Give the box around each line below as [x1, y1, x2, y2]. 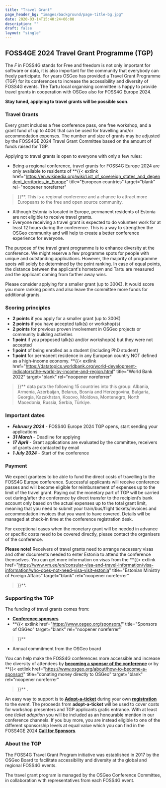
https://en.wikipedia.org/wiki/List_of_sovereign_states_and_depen [25, 173, 161, 180]
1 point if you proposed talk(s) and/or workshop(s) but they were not [12, 337, 153, 343]
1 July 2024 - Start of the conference [12, 450, 89, 456]
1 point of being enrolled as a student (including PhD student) [12, 348, 139, 354]
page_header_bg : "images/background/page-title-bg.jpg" [5, 12, 123, 17]
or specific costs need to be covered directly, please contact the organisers [5, 531, 160, 537]
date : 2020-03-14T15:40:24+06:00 [5, 16, 75, 21]
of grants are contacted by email [12, 444, 80, 450]
